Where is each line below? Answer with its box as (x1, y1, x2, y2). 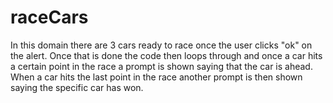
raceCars (10, 6, 89, 29)
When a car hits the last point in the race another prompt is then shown (10, 71, 303, 83)
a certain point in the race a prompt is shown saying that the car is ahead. (10, 60, 313, 72)
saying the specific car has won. (10, 81, 144, 93)
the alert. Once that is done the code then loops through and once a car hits (10, 49, 323, 61)
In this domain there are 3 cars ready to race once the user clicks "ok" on (10, 39, 313, 51)
